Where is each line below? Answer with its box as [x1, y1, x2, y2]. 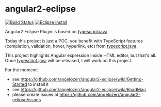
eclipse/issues [12, 96, 41, 102]
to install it [28, 81, 48, 87]
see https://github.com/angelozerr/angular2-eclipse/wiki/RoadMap [12, 86, 146, 92]
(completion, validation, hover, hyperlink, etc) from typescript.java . [5, 43, 138, 49]
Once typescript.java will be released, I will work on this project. [5, 57, 132, 63]
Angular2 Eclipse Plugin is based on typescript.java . [5, 28, 109, 34]
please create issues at [12, 92, 59, 97]
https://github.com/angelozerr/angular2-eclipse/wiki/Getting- [20, 76, 144, 82]
